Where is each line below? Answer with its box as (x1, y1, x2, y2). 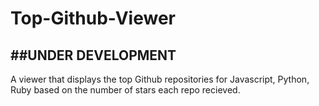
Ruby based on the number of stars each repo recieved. (10, 84, 241, 96)
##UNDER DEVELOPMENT (10, 47, 177, 64)
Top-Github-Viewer (10, 7, 176, 30)
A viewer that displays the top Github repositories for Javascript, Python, (10, 73, 310, 85)
